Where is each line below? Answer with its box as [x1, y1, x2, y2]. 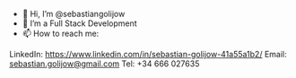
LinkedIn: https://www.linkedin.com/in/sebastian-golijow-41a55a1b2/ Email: [9, 49, 287, 59]
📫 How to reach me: [22, 28, 100, 39]
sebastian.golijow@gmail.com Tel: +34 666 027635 [9, 58, 200, 69]
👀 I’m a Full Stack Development [22, 18, 137, 29]
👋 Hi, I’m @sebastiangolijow [22, 9, 126, 19]
